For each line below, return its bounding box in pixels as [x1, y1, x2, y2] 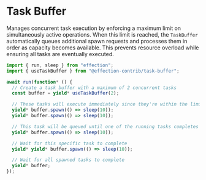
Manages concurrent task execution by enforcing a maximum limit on [6, 24, 181, 32]
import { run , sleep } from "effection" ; [6, 62, 114, 68]
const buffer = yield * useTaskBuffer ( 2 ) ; [12, 90, 120, 96]
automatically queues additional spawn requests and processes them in [6, 37, 188, 45]
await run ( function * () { [6, 79, 72, 85]
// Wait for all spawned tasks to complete [12, 157, 124, 163]
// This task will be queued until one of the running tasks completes [12, 123, 199, 129]
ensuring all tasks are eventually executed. [6, 50, 115, 57]
